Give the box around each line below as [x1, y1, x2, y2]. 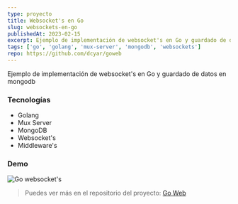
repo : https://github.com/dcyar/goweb [7, 50, 122, 58]
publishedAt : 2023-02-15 [7, 30, 81, 38]
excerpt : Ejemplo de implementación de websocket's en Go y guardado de [7, 37, 227, 44]
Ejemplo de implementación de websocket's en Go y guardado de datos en [7, 69, 227, 78]
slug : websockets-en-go [7, 23, 78, 31]
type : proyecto [7, 10, 52, 18]
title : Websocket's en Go [7, 17, 84, 24]
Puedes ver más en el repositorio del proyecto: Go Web [24, 189, 186, 198]
